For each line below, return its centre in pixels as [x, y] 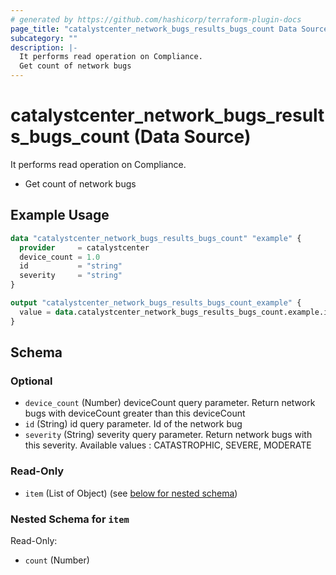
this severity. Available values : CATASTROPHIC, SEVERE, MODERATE [168, 445]
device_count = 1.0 [60, 257]
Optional [31, 381]
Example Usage [60, 215]
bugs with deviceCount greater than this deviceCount [135, 413]
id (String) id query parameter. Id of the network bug [133, 424]
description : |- [44, 47]
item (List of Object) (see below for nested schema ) [131, 493]
